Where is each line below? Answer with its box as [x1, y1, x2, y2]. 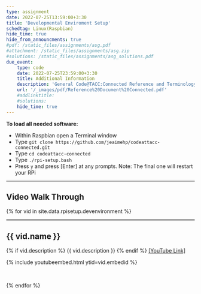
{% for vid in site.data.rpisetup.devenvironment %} [6, 208, 132, 215]
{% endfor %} [6, 282, 41, 289]
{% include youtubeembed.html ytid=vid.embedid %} [6, 259, 138, 266]
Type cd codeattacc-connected [14, 149, 91, 157]
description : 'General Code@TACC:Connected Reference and [17, 82, 165, 88]
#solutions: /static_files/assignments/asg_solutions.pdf [6, 53, 154, 59]
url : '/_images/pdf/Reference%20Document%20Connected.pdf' [17, 87, 167, 93]
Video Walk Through [6, 191, 85, 202]
